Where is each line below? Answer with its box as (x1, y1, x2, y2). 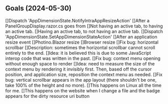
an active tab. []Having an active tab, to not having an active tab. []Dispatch (5, 28, 163, 34)
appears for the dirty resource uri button (5, 93, 90, 99)
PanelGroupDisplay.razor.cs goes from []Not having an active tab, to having (5, 23, 163, 29)
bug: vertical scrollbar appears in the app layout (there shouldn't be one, (5, 77, 157, 83)
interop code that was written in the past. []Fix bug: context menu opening (5, 55, 161, 61)
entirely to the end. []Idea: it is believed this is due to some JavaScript (5, 50, 151, 56)
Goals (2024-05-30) (5, 4, 72, 13)
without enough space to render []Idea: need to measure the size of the (5, 60, 155, 66)
